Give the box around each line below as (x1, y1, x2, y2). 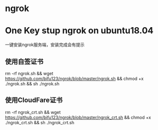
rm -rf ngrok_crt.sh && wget (5, 109, 61, 115)
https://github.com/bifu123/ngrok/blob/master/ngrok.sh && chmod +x (5, 76, 144, 81)
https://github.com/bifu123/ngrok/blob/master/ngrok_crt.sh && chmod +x (5, 114, 151, 120)
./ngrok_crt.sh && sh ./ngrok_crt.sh (5, 119, 74, 125)
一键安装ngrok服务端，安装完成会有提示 (5, 42, 85, 48)
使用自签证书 (5, 57, 44, 65)
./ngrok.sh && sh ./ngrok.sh (5, 81, 60, 86)
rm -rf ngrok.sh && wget (5, 70, 53, 76)
